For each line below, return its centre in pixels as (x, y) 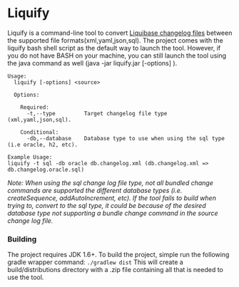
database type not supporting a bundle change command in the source (113, 213)
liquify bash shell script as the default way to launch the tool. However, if (114, 48)
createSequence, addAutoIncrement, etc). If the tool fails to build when (112, 198)
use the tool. (26, 277)
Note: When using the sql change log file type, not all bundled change (111, 182)
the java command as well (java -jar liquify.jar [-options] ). (92, 63)
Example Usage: (30, 157)
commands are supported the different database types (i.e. (95, 190)
